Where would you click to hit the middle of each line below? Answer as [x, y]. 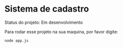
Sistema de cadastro [47, 9]
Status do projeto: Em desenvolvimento [44, 22]
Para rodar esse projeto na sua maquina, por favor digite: [61, 32]
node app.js [16, 40]
